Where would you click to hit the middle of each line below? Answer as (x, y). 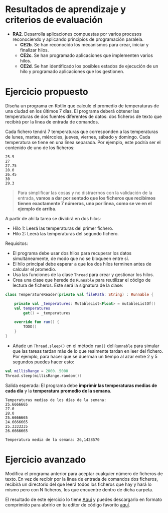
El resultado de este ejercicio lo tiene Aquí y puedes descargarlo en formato (84, 499)
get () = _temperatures (47, 313)
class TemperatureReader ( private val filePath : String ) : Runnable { (79, 294)
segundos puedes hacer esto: (43, 362)
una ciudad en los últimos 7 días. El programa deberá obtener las (72, 111)
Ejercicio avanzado (46, 459)
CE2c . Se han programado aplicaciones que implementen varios (86, 55)
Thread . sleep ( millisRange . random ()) (43, 376)
